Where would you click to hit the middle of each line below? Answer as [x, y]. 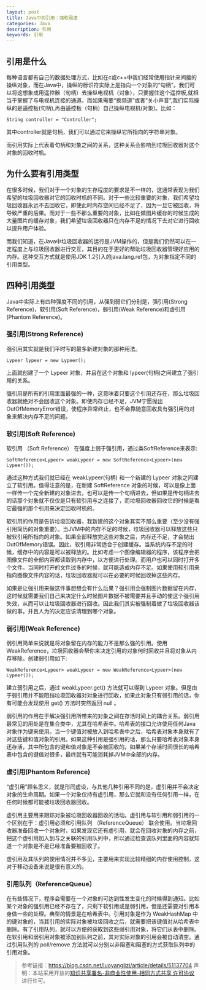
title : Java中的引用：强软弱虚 [42, 18]
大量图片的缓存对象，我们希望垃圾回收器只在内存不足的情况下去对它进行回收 [103, 220]
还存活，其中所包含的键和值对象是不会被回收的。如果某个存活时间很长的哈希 [103, 747]
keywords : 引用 [25, 35]
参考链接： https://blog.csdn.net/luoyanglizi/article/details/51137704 [107, 965]
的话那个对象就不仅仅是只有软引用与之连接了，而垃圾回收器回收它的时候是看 [103, 501]
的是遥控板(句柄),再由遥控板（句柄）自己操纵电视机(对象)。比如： [94, 108]
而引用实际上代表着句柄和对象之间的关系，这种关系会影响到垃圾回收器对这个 [103, 144]
